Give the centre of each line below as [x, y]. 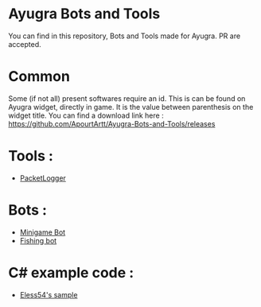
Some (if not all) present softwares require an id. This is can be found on [127, 98]
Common [39, 77]
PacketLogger [43, 178]
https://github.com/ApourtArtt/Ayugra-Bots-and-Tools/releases [112, 123]
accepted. [25, 44]
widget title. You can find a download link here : [86, 115]
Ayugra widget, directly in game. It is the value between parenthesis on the [131, 107]
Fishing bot [38, 240]
